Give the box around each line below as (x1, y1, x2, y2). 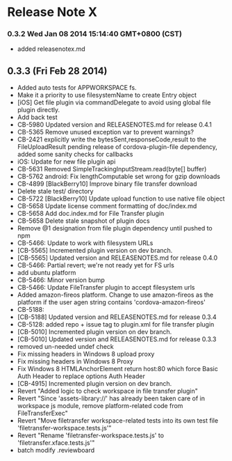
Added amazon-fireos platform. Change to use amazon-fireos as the (17, 290, 214, 299)
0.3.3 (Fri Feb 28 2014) (7, 65, 108, 77)
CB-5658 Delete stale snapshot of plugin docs (17, 217, 151, 225)
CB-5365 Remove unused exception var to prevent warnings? (17, 128, 194, 136)
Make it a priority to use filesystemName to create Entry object (17, 91, 197, 100)
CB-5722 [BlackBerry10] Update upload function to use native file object (17, 194, 225, 203)
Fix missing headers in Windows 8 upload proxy (17, 350, 155, 359)
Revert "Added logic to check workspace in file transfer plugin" (17, 387, 198, 396)
